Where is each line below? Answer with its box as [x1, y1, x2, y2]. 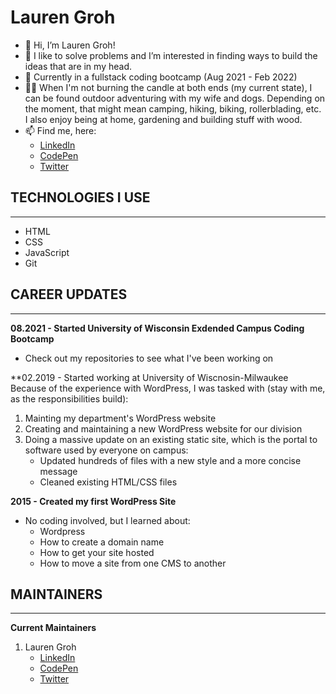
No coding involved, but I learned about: [24, 514, 191, 526]
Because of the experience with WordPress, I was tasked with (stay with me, [10, 382, 326, 394]
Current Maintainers [10, 622, 97, 634]
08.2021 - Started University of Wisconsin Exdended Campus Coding [10, 322, 305, 334]
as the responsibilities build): [10, 392, 129, 405]
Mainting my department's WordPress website [24, 412, 217, 424]
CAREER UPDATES [10, 286, 128, 303]
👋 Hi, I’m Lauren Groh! [24, 39, 116, 51]
